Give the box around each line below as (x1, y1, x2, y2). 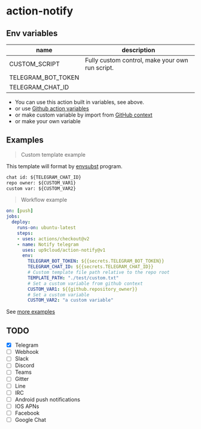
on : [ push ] (6, 208, 33, 214)
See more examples (6, 308, 56, 315)
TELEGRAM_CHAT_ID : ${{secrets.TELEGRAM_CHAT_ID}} (28, 264, 154, 270)
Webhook (14, 348, 39, 356)
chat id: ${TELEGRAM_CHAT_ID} (6, 174, 82, 180)
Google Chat (14, 416, 47, 423)
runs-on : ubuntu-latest (17, 225, 77, 231)
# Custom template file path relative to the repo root (28, 269, 170, 276)
